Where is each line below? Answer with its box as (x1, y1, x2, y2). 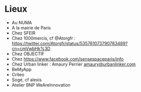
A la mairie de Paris (11, 24, 51, 30)
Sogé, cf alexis (11, 77, 42, 83)
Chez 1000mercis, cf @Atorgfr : (11, 35, 76, 41)
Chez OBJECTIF (11, 50, 45, 57)
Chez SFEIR (11, 30, 36, 36)
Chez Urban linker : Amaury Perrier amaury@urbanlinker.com (11, 61, 136, 67)
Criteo (11, 71, 24, 77)
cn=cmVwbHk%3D (11, 46, 51, 51)
